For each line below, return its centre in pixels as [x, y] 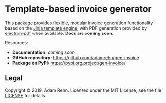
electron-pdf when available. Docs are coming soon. [59, 33]
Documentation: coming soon [43, 52]
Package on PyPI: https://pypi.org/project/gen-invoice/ [69, 63]
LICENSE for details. [26, 95]
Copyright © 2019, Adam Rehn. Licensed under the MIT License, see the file [83, 90]
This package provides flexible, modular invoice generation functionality [79, 23]
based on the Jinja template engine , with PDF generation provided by [76, 28]
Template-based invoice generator [78, 9]
